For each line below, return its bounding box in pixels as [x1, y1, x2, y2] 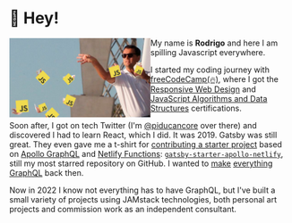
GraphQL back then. [9, 167, 84, 178]
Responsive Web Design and [150, 84, 257, 95]
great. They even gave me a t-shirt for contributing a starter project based [9, 138, 282, 150]
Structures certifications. [150, 103, 242, 113]
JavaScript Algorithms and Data [150, 93, 268, 103]
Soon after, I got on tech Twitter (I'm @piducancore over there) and [9, 120, 257, 130]
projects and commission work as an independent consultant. [9, 203, 237, 214]
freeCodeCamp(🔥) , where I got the [150, 73, 279, 84]
